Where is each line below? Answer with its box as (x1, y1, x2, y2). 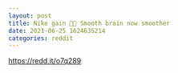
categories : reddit (8, 34, 74, 43)
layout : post (8, 11, 52, 20)
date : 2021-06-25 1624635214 (8, 26, 106, 34)
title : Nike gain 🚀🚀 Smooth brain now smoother (8, 19, 171, 27)
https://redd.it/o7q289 (8, 56, 82, 66)
